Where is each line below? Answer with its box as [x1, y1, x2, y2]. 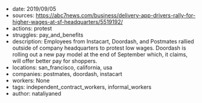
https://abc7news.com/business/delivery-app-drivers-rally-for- [36, 12, 196, 19]
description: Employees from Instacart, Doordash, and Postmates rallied [12, 38, 195, 45]
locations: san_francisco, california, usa [12, 64, 112, 71]
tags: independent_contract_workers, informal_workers [12, 83, 152, 91]
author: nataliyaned [12, 90, 61, 97]
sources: [12, 12, 35, 19]
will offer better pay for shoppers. [12, 58, 98, 64]
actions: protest [12, 25, 52, 32]
